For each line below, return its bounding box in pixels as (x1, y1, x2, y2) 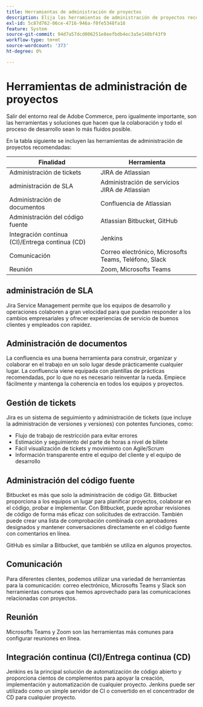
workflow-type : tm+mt (6, 37, 61, 43)
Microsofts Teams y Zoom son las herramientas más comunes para (6, 628, 174, 636)
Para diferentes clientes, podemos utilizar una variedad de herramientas (6, 575, 186, 582)
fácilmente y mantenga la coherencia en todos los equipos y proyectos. (6, 380, 184, 387)
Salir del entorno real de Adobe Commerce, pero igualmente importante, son (6, 113, 197, 120)
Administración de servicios (100, 178, 179, 186)
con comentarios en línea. (6, 530, 71, 537)
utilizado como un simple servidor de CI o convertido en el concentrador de (6, 688, 195, 695)
